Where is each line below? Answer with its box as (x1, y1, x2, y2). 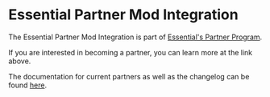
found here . (8, 80, 47, 90)
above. (8, 56, 31, 66)
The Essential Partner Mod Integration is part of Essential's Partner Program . (8, 32, 263, 42)
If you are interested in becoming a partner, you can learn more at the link (8, 47, 252, 57)
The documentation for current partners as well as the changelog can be (8, 71, 250, 81)
